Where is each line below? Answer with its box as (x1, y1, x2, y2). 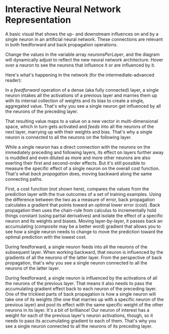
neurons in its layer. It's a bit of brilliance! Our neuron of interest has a (5, 307, 150, 313)
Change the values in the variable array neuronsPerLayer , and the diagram (5, 51, 160, 57)
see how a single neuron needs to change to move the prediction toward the (5, 228, 163, 235)
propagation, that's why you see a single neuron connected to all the (5, 259, 147, 265)
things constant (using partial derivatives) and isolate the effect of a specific (5, 213, 163, 219)
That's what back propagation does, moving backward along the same (5, 170, 152, 177)
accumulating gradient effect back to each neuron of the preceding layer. (5, 286, 157, 292)
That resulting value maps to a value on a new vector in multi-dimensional (5, 118, 158, 124)
